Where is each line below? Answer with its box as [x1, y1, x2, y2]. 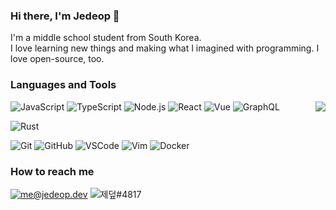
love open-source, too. [10, 53, 105, 65]
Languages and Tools [10, 78, 117, 92]
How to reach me [10, 164, 95, 178]
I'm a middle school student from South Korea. [10, 32, 202, 44]
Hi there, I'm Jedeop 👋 [10, 9, 120, 23]
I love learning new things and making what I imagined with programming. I [10, 42, 320, 54]
